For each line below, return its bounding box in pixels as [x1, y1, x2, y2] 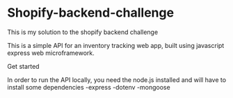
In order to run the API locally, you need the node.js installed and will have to [7, 75, 227, 84]
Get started [7, 62, 40, 70]
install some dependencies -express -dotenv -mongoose [7, 83, 170, 91]
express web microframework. [7, 49, 95, 57]
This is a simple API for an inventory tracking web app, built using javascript [7, 41, 225, 49]
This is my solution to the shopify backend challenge [7, 28, 159, 36]
